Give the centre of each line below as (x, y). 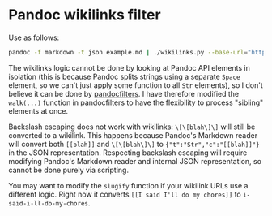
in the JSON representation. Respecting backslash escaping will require (128, 153)
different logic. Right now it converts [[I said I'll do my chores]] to (125, 194)
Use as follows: (34, 37)
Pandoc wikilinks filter (85, 15)
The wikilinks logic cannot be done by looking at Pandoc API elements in (130, 67)
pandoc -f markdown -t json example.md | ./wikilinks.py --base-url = (128, 52)
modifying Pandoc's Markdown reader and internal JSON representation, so (135, 161)
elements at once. (38, 110)
